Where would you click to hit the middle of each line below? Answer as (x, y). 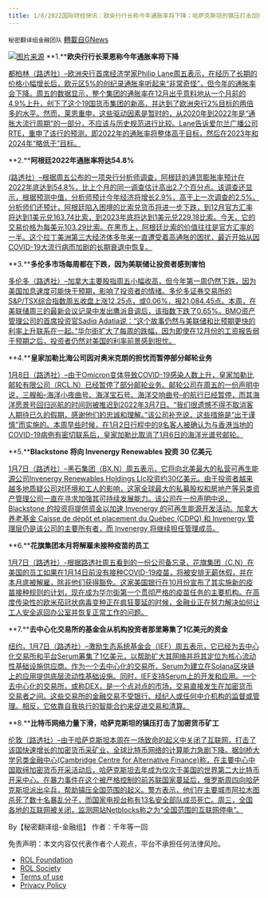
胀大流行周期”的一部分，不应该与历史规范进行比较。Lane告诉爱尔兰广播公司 (133, 123)
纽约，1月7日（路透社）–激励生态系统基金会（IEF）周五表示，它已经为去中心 (134, 646)
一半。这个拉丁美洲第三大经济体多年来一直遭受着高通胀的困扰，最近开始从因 (134, 237)
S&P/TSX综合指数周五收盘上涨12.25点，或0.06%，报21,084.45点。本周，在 (132, 301)
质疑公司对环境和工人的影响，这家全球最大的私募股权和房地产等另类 (141, 489)
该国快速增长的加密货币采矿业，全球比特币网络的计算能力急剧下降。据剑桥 (130, 750)
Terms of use (41, 876)
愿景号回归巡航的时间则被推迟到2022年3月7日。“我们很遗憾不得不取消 (131, 405)
